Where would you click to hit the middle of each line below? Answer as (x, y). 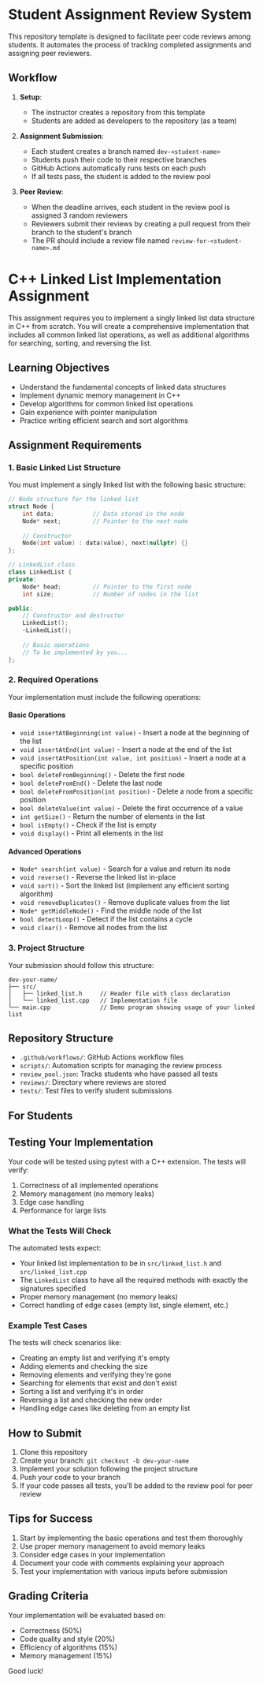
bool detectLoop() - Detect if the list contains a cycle (106, 919)
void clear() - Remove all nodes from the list (93, 928)
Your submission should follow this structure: (81, 965)
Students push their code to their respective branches (119, 159)
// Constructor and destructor (74, 616)
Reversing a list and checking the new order (91, 1400)
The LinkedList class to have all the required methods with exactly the (134, 1280)
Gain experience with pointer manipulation (88, 412)
